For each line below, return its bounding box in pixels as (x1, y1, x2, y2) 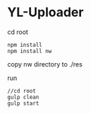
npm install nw (7, 47, 52, 55)
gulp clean (7, 93, 40, 101)
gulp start (7, 100, 40, 107)
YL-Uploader (7, 4, 84, 21)
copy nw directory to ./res (7, 59, 83, 68)
